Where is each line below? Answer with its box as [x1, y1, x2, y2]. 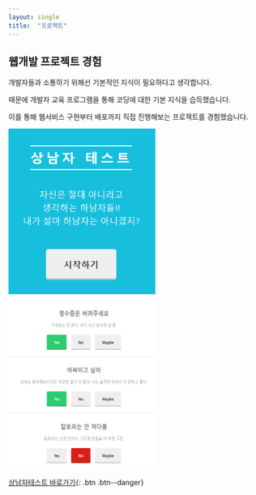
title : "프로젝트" [8, 21, 67, 30]
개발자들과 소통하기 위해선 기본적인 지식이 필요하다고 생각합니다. [8, 78, 212, 87]
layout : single [8, 13, 60, 21]
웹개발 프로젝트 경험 [8, 54, 102, 68]
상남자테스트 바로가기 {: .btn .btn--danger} [8, 478, 144, 488]
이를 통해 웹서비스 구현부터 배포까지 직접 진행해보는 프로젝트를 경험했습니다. [8, 112, 249, 122]
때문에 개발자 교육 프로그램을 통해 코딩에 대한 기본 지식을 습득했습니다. [8, 95, 231, 105]
